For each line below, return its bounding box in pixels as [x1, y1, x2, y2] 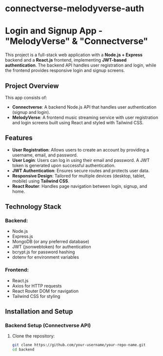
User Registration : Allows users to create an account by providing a [12, 147, 149, 153]
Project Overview [5, 82, 59, 90]
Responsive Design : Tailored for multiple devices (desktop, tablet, [12, 173, 146, 178]
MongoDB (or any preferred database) [12, 239, 89, 245]
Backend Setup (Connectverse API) [5, 322, 91, 329]
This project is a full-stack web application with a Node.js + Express [5, 52, 143, 58]
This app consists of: [5, 94, 47, 100]
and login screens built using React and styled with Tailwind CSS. [12, 119, 144, 125]
